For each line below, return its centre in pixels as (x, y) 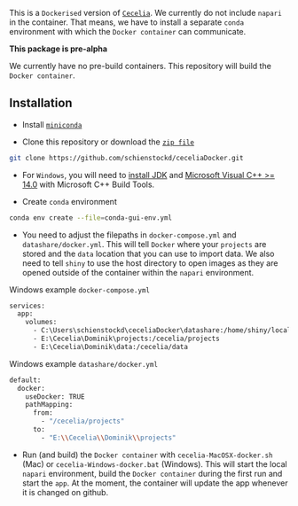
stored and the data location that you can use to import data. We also (148, 253)
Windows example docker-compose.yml (80, 289)
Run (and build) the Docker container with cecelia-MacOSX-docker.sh (147, 455)
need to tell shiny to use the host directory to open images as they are (150, 263)
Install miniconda (52, 124)
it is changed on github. (65, 492)
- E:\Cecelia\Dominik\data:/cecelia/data (110, 346)
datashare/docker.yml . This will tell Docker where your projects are (144, 244)
